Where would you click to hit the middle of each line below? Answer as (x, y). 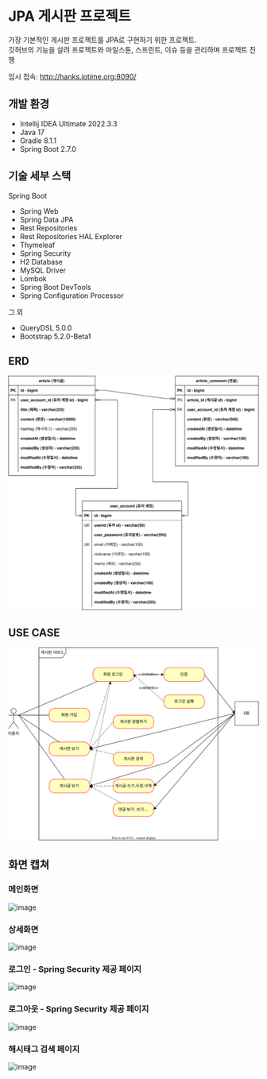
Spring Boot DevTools (55, 287)
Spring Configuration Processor (72, 296)
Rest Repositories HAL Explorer (71, 236)
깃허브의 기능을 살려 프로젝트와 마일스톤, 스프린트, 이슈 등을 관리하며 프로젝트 (128, 49)
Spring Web (39, 211)
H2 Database (41, 261)
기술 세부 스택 (40, 176)
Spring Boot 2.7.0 (48, 149)
